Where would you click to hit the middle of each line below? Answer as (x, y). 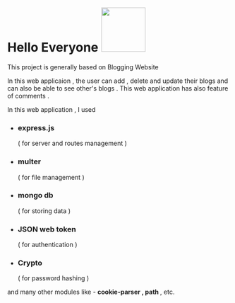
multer (29, 161)
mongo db (35, 195)
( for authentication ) (47, 245)
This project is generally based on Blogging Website (83, 67)
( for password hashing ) (53, 278)
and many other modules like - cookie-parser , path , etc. (91, 292)
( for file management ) (51, 177)
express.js (36, 127)
